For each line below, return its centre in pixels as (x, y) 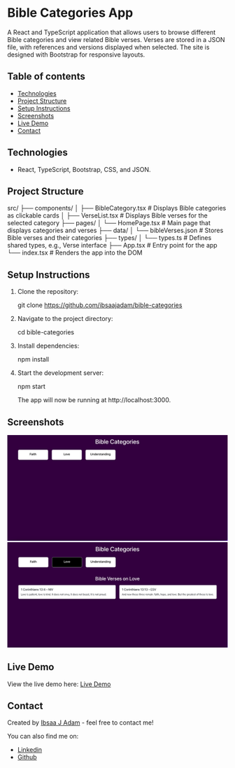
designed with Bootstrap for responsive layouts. (76, 55)
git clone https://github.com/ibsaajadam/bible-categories (100, 305)
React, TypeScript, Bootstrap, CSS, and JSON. (84, 169)
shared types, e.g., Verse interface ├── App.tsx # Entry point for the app (113, 246)
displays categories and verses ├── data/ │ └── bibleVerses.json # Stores (115, 230)
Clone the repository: (48, 292)
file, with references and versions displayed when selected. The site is (108, 47)
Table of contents (46, 77)
